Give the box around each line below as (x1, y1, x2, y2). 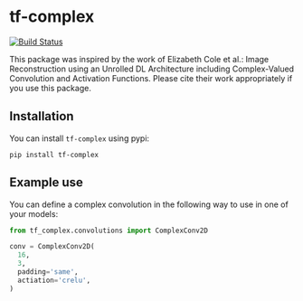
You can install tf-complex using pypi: (9, 133, 150, 144)
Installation (9, 108, 74, 124)
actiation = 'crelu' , (17, 276, 91, 285)
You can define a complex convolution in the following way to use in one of (9, 199, 289, 210)
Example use (9, 174, 84, 191)
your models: (9, 208, 59, 219)
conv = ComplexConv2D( (9, 242, 95, 251)
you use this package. (9, 82, 92, 93)
